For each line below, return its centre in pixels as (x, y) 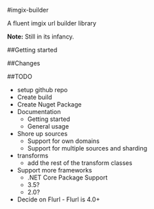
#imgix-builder (28, 10)
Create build (34, 97)
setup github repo (42, 90)
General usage (48, 126)
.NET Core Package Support (67, 177)
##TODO (20, 76)
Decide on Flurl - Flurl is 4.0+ (58, 199)
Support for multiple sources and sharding (87, 148)
